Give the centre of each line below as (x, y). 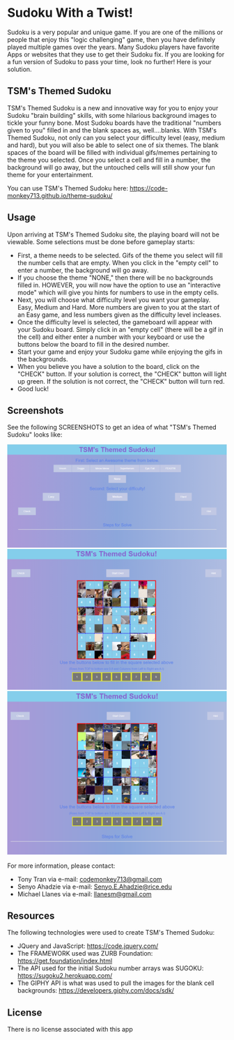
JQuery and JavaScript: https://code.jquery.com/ (88, 946)
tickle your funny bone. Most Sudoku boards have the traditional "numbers (114, 123)
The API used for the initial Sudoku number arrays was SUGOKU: (110, 968)
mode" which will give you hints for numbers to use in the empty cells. (118, 292)
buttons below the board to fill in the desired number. (93, 344)
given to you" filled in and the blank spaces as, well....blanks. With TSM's (112, 130)
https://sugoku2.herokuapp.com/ (65, 976)
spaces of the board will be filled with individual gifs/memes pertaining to (112, 152)
